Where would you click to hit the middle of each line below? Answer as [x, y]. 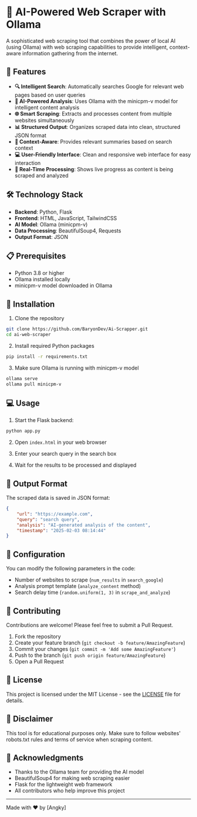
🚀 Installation [30, 304]
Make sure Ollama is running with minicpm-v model [77, 368]
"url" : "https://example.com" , [55, 514]
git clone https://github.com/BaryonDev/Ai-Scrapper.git [77, 329]
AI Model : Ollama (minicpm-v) [51, 224]
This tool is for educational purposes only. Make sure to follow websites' [94, 733]
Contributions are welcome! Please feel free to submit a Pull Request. [90, 625]
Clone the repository [39, 318]
